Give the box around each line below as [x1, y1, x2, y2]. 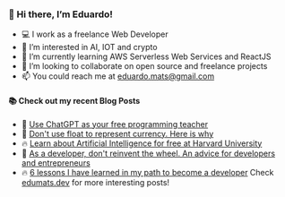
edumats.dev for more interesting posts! [21, 176, 170, 187]
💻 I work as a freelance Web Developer [21, 29, 168, 39]
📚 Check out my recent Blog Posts [8, 95, 141, 106]
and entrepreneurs [21, 157, 91, 168]
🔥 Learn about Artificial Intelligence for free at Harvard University [21, 138, 263, 149]
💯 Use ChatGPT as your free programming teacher [21, 118, 209, 129]
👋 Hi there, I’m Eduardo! [8, 8, 114, 21]
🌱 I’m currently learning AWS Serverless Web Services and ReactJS [21, 51, 272, 62]
